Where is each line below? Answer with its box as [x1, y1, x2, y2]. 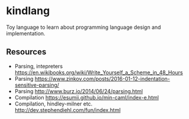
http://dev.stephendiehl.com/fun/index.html [14, 106, 121, 113]
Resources [6, 47, 47, 57]
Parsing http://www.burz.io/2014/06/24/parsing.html [14, 87, 143, 95]
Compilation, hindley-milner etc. [14, 100, 93, 107]
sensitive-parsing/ [14, 81, 60, 88]
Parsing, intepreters [14, 62, 63, 70]
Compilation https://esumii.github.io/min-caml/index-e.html [14, 94, 159, 101]
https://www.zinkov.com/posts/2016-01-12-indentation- [34, 75, 170, 82]
